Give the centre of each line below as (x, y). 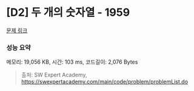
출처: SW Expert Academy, (54, 75)
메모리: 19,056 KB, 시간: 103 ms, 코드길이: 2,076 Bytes (72, 62)
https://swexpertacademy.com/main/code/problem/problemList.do (105, 82)
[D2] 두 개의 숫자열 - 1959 (68, 12)
